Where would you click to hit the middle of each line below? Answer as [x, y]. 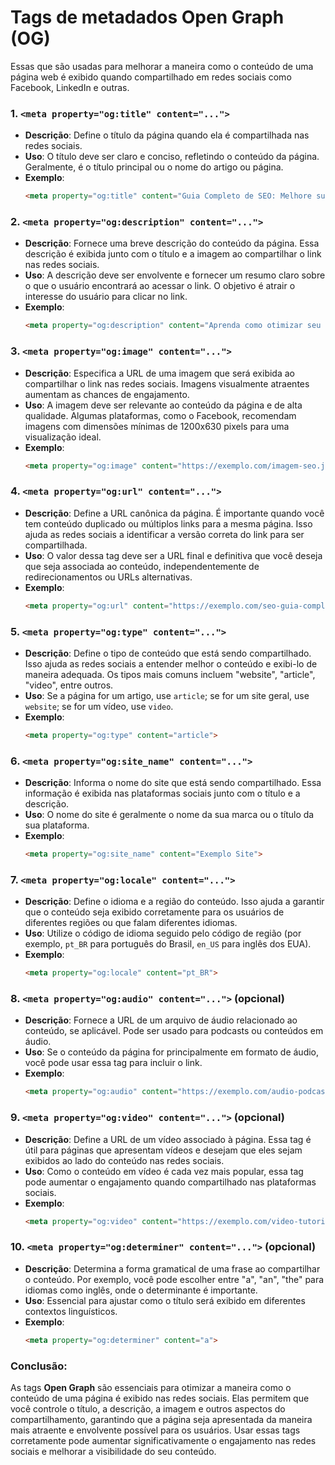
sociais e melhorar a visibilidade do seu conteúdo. [113, 1451]
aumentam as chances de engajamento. [107, 394]
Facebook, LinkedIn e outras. [70, 87]
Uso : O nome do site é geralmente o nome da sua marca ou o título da [169, 815]
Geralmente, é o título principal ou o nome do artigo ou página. [154, 167]
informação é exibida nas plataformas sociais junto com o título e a [162, 793]
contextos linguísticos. [71, 1311]
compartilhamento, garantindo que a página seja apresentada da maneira [161, 1419]
